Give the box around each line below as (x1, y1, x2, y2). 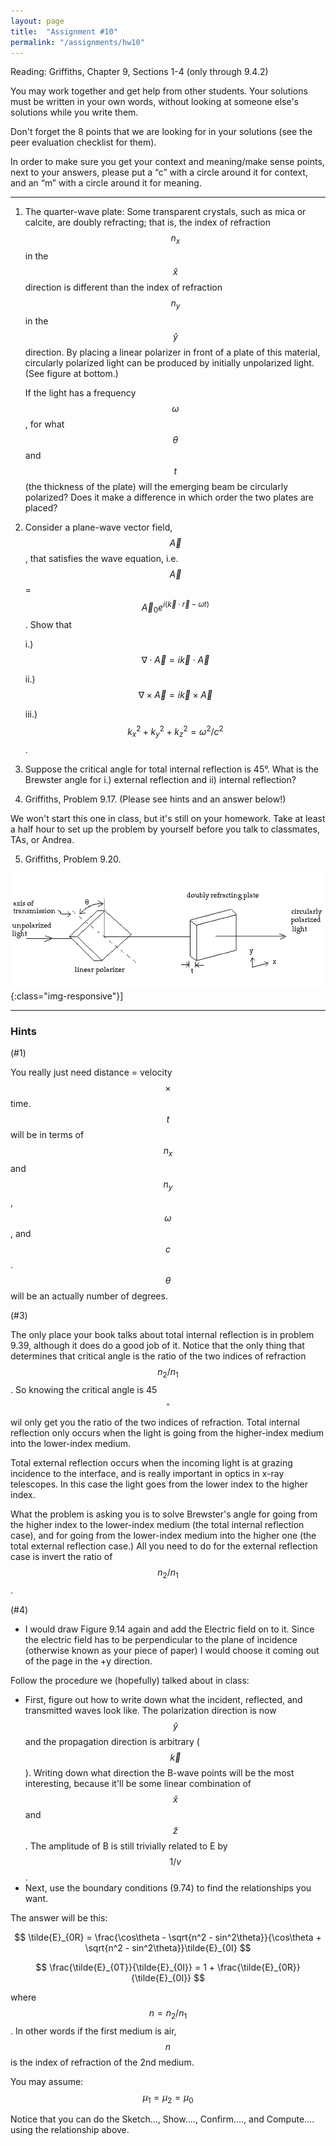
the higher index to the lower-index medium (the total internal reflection (10, 1519, 305, 1531)
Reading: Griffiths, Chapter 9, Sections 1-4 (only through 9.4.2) (10, 66, 269, 78)
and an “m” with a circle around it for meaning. (10, 177, 202, 189)
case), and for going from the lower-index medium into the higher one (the (10, 1530, 317, 1542)
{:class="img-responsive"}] (10, 990, 124, 1002)
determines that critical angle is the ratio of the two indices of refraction (10, 1350, 307, 1362)
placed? (24, 501, 58, 514)
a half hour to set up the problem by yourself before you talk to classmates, (10, 823, 320, 835)
